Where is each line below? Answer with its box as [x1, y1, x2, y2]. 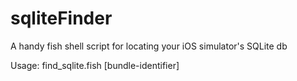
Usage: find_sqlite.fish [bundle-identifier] [10, 59, 180, 71]
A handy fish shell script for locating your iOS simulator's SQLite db [10, 40, 288, 52]
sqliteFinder [10, 7, 113, 30]
